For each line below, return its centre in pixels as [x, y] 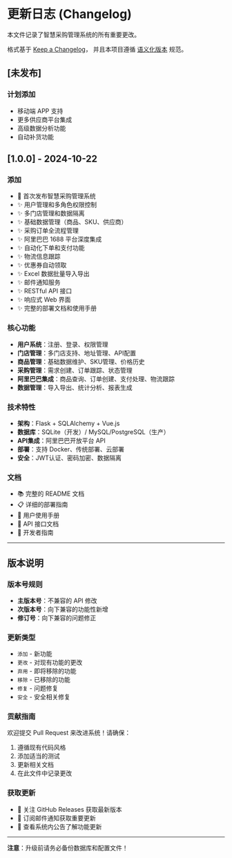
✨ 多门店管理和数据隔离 [51, 213]
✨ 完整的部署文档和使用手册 [57, 309]
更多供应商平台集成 [45, 119]
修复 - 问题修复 [38, 688]
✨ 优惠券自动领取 [42, 265]
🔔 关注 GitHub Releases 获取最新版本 [69, 809]
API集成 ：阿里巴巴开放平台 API [61, 440]
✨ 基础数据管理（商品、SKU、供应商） [72, 222]
